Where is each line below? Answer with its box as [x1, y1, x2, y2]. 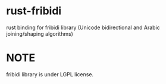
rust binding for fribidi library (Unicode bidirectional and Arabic [6, 24, 161, 31]
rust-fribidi [6, 4, 62, 18]
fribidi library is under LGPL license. [6, 70, 94, 78]
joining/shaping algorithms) [6, 30, 73, 37]
